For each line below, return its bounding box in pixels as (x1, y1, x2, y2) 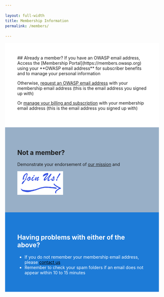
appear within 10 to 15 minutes (24, 270, 85, 275)
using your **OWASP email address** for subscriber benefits (17, 65, 142, 71)
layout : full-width (5, 13, 45, 18)
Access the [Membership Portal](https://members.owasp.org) (17, 60, 142, 66)
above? (17, 241, 41, 249)
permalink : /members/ (5, 24, 49, 28)
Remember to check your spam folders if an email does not (24, 264, 144, 270)
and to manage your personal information (17, 71, 101, 77)
